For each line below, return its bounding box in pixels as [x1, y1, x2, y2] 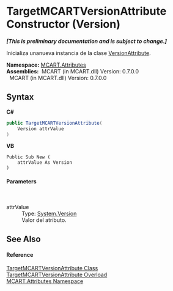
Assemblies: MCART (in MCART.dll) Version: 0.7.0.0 [6, 67, 139, 75]
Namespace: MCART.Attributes [6, 61, 87, 68]
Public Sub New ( [6, 154, 51, 160]
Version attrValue [17, 125, 64, 132]
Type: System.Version [21, 210, 77, 217]
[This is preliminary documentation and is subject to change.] [6, 37, 167, 45]
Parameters [6, 177, 37, 185]
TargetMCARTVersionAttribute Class [6, 265, 98, 272]
